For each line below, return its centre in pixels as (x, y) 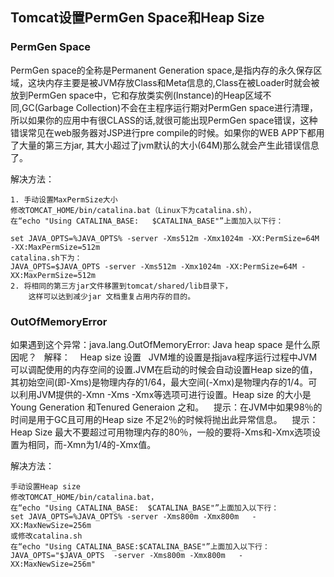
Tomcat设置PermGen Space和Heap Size (137, 18)
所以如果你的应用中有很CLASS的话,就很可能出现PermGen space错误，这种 (164, 120)
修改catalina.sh (50, 536)
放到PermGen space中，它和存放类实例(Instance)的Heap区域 (136, 95)
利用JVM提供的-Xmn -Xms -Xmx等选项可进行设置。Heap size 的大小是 (165, 394)
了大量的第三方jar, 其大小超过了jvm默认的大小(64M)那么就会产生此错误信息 (165, 145)
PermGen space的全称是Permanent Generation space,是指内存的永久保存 (162, 70)
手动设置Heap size (45, 486)
